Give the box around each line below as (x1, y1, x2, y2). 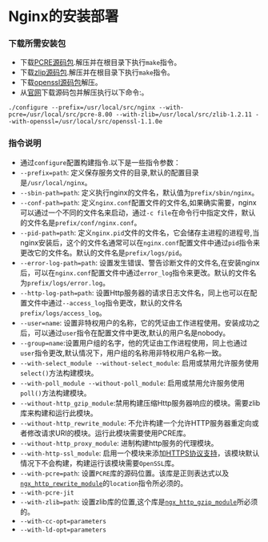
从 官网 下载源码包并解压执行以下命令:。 (19, 87, 149, 97)
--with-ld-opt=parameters (19, 526, 106, 534)
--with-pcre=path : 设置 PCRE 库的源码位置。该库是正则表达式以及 (19, 468, 230, 478)
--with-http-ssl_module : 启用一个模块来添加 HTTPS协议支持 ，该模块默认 (19, 448, 260, 458)
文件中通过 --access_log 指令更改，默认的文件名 (26, 297, 182, 307)
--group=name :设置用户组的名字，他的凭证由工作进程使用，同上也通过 (19, 338, 248, 347)
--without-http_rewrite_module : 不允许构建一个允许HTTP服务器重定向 (19, 418, 252, 427)
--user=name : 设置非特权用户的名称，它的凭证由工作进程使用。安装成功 (19, 318, 254, 327)
